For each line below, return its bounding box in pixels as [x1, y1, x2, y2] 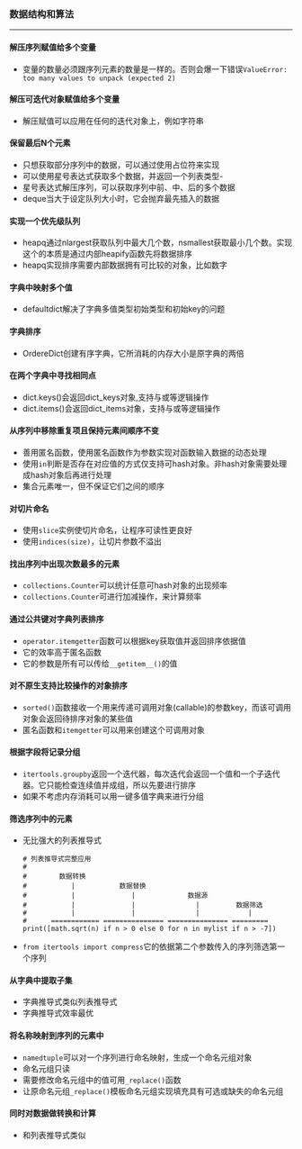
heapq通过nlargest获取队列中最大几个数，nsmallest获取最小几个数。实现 [22, 237, 293, 249]
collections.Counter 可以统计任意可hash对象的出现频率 [22, 580, 227, 591]
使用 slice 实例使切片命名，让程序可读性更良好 [22, 525, 193, 536]
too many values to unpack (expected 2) [22, 74, 176, 83]
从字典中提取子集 [9, 974, 73, 985]
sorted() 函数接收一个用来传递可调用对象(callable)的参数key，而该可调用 [22, 701, 292, 712]
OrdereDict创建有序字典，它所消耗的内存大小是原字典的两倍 [22, 348, 244, 358]
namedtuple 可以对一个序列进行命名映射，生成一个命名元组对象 [22, 1052, 253, 1063]
